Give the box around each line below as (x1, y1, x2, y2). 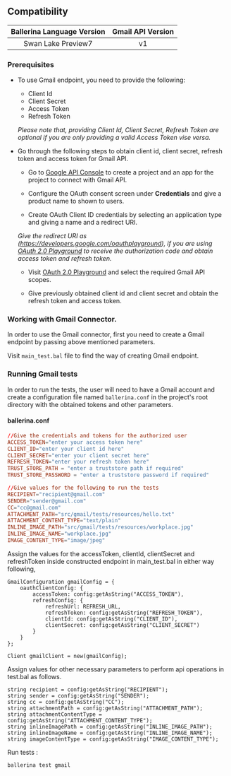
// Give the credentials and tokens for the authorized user (7, 432, 188, 439)
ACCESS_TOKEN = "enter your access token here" (7, 438, 143, 446)
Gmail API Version (112, 26, 175, 36)
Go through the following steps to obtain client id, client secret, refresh (17, 147, 223, 155)
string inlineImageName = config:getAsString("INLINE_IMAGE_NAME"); (7, 729, 213, 736)
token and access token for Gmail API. (17, 155, 129, 163)
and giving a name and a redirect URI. (27, 218, 138, 227)
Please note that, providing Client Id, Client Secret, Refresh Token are (17, 126, 220, 134)
